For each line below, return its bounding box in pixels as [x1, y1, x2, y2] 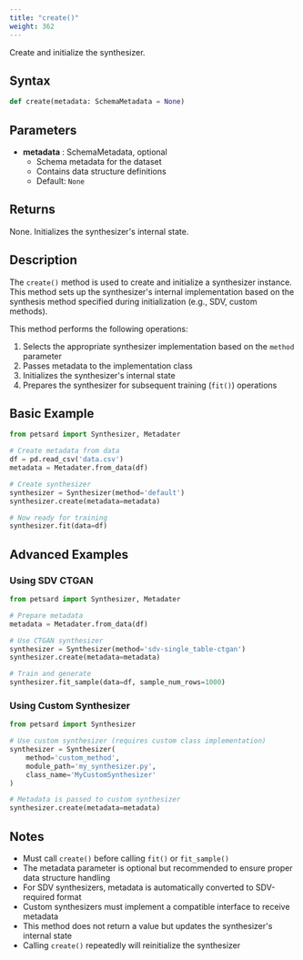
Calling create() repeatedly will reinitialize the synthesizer [22, 939, 241, 951]
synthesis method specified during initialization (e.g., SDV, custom [9, 296, 258, 307]
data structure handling [22, 872, 111, 883]
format [56, 891, 82, 902]
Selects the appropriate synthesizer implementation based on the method [22, 340, 295, 351]
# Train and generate [9, 670, 92, 679]
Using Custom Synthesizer [9, 699, 130, 712]
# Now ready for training [9, 513, 107, 522]
